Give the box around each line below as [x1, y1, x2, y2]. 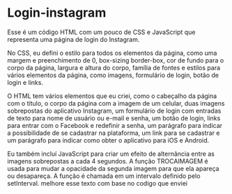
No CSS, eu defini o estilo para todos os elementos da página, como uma [7, 49, 217, 57]
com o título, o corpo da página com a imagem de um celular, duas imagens [7, 99, 225, 107]
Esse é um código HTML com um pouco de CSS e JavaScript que [7, 28, 196, 36]
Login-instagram [7, 5, 107, 21]
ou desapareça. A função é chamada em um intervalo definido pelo [7, 172, 201, 180]
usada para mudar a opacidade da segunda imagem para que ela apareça [7, 164, 219, 172]
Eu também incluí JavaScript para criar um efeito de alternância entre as [7, 149, 215, 158]
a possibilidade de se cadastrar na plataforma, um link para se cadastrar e [7, 129, 221, 137]
